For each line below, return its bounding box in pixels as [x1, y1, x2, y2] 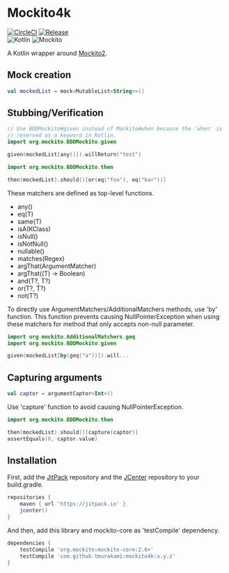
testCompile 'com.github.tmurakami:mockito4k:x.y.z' [19, 553, 176, 560]
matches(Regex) [17, 254, 65, 262]
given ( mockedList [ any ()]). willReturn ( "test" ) [7, 151, 141, 158]
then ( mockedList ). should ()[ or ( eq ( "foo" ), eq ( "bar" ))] [7, 176, 167, 183]
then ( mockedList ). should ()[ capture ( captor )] [7, 429, 139, 436]
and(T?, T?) [17, 276, 51, 285]
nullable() [17, 246, 45, 255]
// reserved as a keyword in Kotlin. [7, 132, 117, 139]
